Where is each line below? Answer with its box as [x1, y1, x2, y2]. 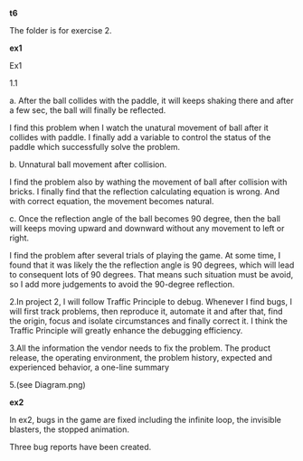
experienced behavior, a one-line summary [9, 362, 170, 372]
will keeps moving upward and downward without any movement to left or [9, 223, 285, 233]
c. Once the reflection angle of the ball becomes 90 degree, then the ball [9, 213, 281, 224]
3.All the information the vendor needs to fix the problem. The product [9, 343, 271, 353]
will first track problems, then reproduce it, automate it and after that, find [9, 306, 283, 316]
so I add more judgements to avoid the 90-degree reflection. [9, 279, 235, 289]
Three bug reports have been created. [9, 442, 152, 452]
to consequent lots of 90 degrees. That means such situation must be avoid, [9, 269, 294, 279]
